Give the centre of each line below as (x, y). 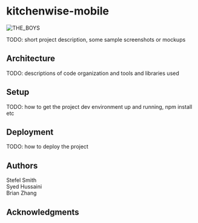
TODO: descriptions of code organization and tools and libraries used (93, 73)
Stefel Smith (21, 180)
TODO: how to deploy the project (48, 147)
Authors (22, 165)
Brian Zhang (21, 193)
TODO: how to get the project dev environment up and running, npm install (99, 106)
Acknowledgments (43, 212)
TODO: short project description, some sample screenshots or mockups (96, 39)
